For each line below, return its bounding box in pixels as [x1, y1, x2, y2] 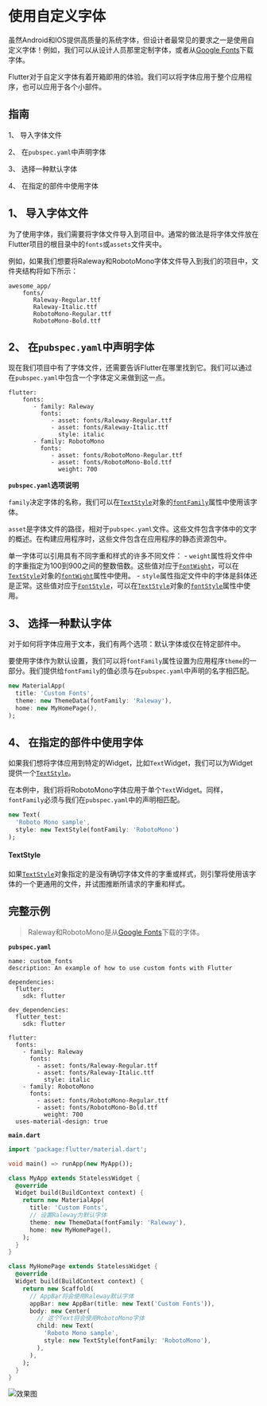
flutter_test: [15, 1012, 62, 1020]
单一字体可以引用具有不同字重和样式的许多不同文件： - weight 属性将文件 [8, 551, 246, 561]
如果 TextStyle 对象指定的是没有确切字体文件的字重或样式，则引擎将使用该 [8, 869, 250, 879]
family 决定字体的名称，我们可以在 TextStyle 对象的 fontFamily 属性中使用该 [8, 497, 250, 507]
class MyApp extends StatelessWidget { [8, 1174, 141, 1182]
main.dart [8, 1131, 41, 1139]
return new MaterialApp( [22, 1196, 105, 1204]
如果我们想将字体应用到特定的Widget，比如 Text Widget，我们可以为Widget [8, 758, 253, 768]
